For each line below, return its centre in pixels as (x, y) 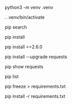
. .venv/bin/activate (25, 17)
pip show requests (24, 67)
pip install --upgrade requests (36, 57)
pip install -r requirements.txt (35, 96)
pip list (12, 76)
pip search (16, 27)
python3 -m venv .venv (29, 7)
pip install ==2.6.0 (24, 47)
